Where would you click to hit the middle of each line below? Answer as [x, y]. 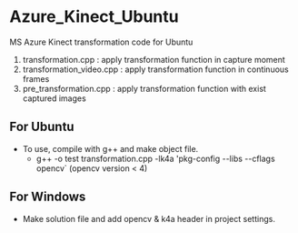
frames [36, 78]
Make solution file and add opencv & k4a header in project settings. [149, 218]
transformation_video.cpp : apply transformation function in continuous [155, 69]
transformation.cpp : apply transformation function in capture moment [154, 59]
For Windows [48, 197]
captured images [54, 98]
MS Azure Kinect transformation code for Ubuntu [101, 42]
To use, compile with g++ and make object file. [110, 148]
